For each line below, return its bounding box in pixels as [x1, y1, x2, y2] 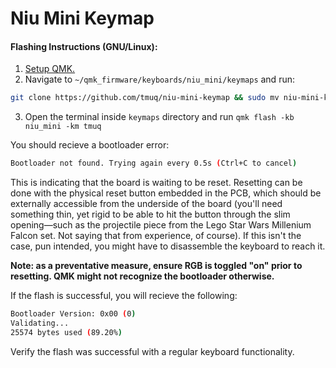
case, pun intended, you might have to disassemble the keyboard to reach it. [10, 240, 326, 252]
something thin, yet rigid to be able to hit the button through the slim [10, 208, 291, 221]
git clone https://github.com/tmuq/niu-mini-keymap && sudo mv [10, 93, 280, 103]
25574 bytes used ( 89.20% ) [10, 327, 123, 337]
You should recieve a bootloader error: [10, 139, 170, 151]
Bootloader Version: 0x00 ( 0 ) [10, 309, 137, 319]
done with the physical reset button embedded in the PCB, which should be [10, 187, 322, 199]
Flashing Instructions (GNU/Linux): [10, 40, 158, 52]
